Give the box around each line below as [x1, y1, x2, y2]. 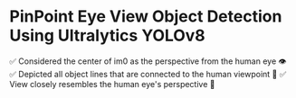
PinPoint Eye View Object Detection [9, 6, 282, 27]
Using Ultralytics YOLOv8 [9, 25, 205, 46]
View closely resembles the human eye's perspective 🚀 [9, 78, 215, 89]
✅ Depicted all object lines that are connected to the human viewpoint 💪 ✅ [9, 68, 287, 79]
